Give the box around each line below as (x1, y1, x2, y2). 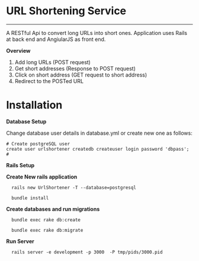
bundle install (11, 195, 49, 201)
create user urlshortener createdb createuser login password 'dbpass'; (6, 146, 190, 152)
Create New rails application (6, 173, 78, 180)
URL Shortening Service (6, 4, 127, 18)
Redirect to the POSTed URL (14, 77, 84, 84)
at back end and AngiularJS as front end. (6, 36, 106, 43)
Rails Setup (6, 161, 35, 168)
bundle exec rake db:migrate (11, 227, 84, 233)
